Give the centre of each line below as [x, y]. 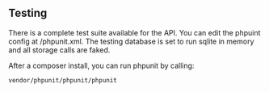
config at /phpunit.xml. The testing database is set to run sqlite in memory [131, 41]
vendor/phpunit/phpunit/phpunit [63, 80]
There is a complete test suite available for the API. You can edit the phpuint [134, 32]
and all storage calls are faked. [59, 50]
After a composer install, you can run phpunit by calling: [101, 65]
